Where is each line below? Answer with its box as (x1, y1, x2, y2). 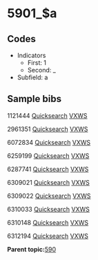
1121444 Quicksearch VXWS (7, 111, 88, 119)
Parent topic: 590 (7, 245, 57, 253)
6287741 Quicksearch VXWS (7, 165, 89, 173)
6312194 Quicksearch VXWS (7, 232, 88, 240)
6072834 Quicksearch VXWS (7, 138, 91, 146)
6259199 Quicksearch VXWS (7, 151, 90, 160)
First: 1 (27, 59, 47, 67)
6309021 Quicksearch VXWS (7, 178, 90, 186)
